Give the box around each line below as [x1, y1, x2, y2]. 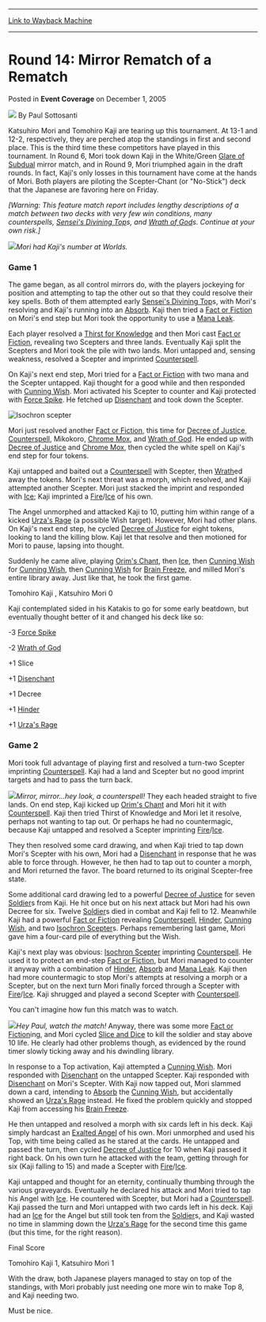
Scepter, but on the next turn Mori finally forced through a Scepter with [8, 981, 240, 990]
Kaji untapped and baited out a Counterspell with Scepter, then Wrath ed [8, 466, 243, 476]
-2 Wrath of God [8, 643, 62, 653]
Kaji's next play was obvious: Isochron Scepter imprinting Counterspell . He [8, 946, 252, 957]
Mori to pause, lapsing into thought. [8, 541, 124, 550]
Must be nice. [8, 1305, 53, 1315]
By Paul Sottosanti [17, 110, 78, 120]
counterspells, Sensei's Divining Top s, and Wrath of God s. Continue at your [8, 217, 255, 226]
